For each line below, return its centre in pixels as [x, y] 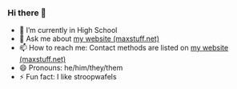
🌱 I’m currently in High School [68, 30]
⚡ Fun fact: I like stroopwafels [68, 77]
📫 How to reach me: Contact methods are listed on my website [124, 48]
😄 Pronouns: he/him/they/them [71, 68]
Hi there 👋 [27, 13]
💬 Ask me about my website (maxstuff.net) [89, 38]
